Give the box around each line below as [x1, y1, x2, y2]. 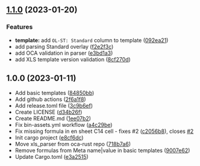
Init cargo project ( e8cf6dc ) [14, 134, 84, 141]
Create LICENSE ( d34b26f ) [14, 108, 83, 115]
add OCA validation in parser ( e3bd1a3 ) [14, 49, 113, 57]
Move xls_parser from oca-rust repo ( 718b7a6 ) [14, 140, 131, 147]
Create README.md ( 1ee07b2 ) [14, 114, 92, 122]
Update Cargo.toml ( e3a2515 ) [14, 153, 89, 160]
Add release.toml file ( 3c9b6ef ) [14, 102, 93, 109]
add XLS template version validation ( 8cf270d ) [14, 55, 131, 63]
